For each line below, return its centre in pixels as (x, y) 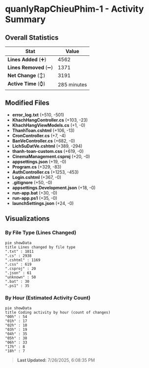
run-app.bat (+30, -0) (35, 193)
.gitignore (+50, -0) (32, 182)
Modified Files (27, 103)
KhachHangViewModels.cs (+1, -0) (49, 125)
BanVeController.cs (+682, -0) (43, 141)
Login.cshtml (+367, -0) (37, 177)
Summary (25, 19)
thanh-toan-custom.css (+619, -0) (48, 151)
